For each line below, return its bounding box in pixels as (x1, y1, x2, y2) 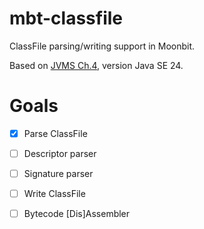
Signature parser (23, 168, 94, 179)
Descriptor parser (23, 147, 97, 159)
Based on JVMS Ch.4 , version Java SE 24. (9, 59, 184, 71)
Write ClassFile (23, 188, 86, 200)
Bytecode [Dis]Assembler (23, 208, 131, 220)
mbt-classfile (9, 7, 124, 30)
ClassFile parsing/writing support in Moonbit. (9, 40, 196, 52)
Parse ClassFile (23, 127, 88, 139)
